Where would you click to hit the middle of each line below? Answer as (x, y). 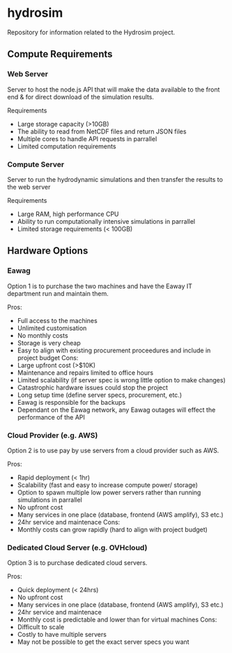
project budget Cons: (48, 357)
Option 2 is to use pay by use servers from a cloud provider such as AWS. (113, 450)
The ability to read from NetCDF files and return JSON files (102, 131)
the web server (29, 187)
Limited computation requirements (67, 146)
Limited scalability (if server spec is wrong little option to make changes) (121, 380)
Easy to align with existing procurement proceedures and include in (114, 350)
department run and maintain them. (58, 293)
